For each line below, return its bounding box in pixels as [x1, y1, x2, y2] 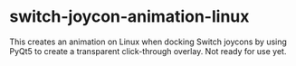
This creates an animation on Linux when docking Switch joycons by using [9, 36, 288, 47]
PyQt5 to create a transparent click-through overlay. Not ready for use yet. [9, 45, 287, 56]
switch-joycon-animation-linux [9, 6, 250, 27]
